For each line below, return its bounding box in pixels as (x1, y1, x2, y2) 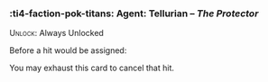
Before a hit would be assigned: (9, 45, 127, 56)
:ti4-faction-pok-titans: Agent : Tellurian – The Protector (9, 7, 259, 20)
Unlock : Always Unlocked (9, 28, 104, 39)
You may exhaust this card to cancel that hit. (9, 62, 174, 74)
